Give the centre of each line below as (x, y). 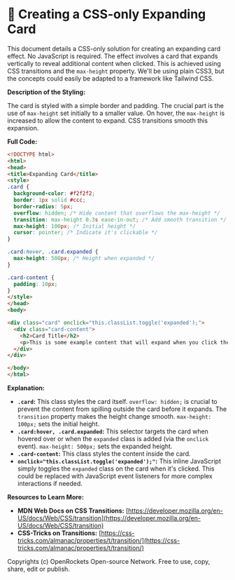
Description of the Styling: (47, 92)
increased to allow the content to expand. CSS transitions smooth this (108, 120)
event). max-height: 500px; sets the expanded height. (95, 446)
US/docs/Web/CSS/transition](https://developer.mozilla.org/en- (109, 518)
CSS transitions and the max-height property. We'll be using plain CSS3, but (116, 71)
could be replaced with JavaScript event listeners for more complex (115, 476)
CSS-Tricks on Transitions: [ (59, 533)
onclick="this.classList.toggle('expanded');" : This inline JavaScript (119, 461)
